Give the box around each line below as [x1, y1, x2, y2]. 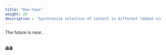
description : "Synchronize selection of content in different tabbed [5, 16, 154, 21]
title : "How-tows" [5, 7, 43, 12]
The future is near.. [5, 30, 44, 36]
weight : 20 [5, 12, 28, 17]
